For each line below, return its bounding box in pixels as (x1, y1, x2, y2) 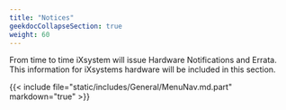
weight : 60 (9, 30, 50, 39)
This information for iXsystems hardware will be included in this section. (9, 64, 276, 75)
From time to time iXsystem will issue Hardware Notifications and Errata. (9, 55, 277, 66)
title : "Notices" (9, 13, 75, 23)
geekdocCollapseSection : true (9, 22, 123, 31)
